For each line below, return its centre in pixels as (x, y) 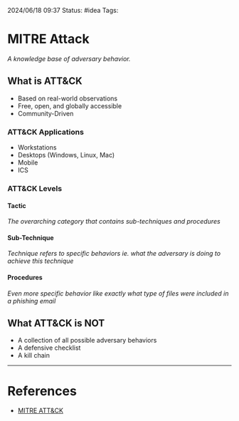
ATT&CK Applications (46, 132)
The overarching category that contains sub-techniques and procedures (114, 222)
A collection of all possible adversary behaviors (87, 341)
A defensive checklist (49, 348)
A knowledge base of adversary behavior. (69, 58)
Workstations (37, 147)
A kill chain (33, 355)
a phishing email (32, 301)
